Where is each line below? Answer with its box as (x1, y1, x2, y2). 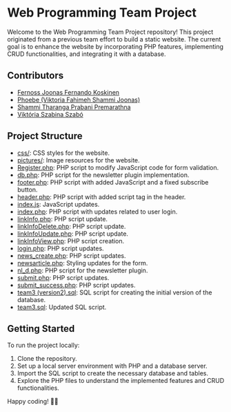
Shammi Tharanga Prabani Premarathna (17, 102, 131, 111)
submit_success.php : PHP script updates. (17, 281, 136, 289)
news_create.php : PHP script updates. (17, 251, 126, 260)
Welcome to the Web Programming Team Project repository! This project (7, 28, 214, 36)
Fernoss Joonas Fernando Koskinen (17, 88, 119, 96)
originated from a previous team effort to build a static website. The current (7, 35, 221, 43)
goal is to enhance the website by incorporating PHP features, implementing (7, 42, 224, 50)
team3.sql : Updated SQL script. (17, 303, 107, 311)
